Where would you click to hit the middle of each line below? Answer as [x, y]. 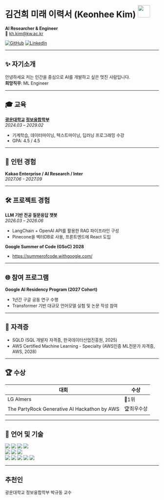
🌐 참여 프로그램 [27, 277]
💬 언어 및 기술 [24, 434]
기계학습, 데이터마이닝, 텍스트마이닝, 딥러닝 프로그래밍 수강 [68, 135]
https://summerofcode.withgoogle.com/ [52, 256]
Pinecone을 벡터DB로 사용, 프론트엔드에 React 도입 [61, 237]
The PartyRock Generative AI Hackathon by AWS [63, 409]
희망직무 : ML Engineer [27, 83]
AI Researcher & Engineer [31, 28]
